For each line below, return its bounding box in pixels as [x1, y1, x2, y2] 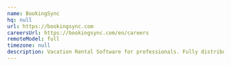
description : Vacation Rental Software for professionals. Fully [7, 49, 198, 56]
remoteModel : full [7, 36, 60, 43]
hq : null [7, 16, 32, 23]
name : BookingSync [7, 10, 60, 17]
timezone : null [7, 42, 51, 49]
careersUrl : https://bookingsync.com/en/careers [7, 29, 149, 36]
